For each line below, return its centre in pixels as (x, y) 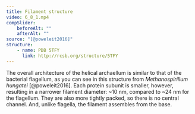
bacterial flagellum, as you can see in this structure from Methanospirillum (97, 79)
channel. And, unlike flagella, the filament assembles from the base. (89, 104)
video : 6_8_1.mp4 (28, 17)
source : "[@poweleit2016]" (40, 39)
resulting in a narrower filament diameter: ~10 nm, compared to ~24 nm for (98, 91)
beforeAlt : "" (34, 28)
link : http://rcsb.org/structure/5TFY (70, 56)
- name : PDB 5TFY (38, 50)
